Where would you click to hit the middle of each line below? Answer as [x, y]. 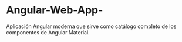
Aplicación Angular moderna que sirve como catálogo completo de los [91, 26]
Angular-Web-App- [55, 10]
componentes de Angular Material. [48, 32]
